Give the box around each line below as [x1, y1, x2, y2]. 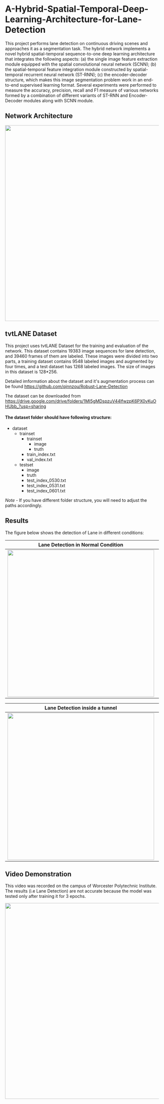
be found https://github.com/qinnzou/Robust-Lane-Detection [5, 383, 128, 389]
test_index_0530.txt [26, 477, 66, 483]
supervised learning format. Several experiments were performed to [20, 82, 157, 88]
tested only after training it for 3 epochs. [5, 893, 86, 899]
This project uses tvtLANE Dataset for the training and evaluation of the [5, 343, 149, 349]
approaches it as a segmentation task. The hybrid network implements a [5, 46, 150, 51]
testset [19, 462, 34, 468]
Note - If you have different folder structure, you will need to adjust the [5, 497, 147, 503]
